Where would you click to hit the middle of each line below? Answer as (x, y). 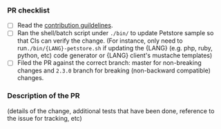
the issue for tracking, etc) (45, 118)
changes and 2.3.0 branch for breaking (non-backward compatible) (114, 70)
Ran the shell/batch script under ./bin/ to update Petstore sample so (115, 33)
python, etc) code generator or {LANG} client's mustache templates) (115, 56)
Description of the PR (44, 96)
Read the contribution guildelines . (65, 26)
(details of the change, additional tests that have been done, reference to (111, 111)
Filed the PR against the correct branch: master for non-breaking (109, 63)
